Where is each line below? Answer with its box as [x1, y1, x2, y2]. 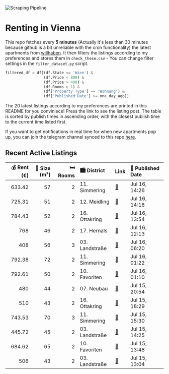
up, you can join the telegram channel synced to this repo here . [5, 134, 137, 140]
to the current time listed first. [5, 119, 67, 125]
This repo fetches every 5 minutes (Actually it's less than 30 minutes [5, 39, 148, 45]
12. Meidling [79, 198, 110, 205]
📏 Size [35, 164, 51, 171]
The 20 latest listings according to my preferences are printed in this [5, 103, 147, 109]
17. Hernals [79, 227, 108, 234]
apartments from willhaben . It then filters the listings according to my [5, 49, 148, 55]
